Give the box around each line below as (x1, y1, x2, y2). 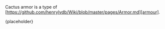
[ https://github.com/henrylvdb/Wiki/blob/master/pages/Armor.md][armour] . (5, 9, 161, 15)
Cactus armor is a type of (5, 4, 57, 10)
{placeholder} (5, 19, 33, 24)
